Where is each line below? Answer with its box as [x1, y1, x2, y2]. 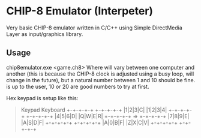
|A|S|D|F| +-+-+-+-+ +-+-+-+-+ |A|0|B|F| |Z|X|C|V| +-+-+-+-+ [20, 119, 178, 126]
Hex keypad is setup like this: [6, 94, 79, 101]
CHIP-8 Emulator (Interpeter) [6, 4, 154, 18]
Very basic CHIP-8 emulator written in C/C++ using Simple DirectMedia [6, 24, 183, 31]
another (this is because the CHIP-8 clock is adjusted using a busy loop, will [6, 70, 194, 77]
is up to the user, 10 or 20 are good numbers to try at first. [6, 83, 149, 90]
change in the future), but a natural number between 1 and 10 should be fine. [6, 76, 196, 83]
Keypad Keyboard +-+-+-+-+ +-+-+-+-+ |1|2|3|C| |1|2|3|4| [20, 106, 167, 113]
